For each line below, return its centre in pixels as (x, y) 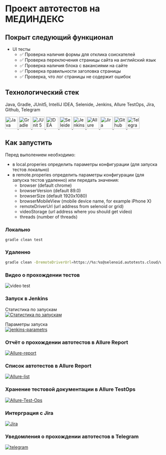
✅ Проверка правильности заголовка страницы (70, 71)
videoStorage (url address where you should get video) (76, 211)
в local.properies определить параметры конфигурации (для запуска (85, 164)
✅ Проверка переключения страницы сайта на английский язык (88, 60)
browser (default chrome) (46, 185)
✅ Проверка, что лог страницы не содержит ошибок (75, 77)
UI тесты (21, 49)
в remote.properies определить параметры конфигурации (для (78, 175)
